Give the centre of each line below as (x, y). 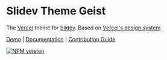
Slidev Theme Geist (56, 11)
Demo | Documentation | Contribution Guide (61, 39)
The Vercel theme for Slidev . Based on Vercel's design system (83, 28)
